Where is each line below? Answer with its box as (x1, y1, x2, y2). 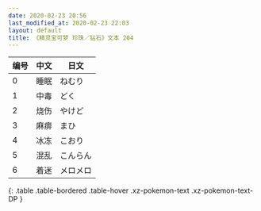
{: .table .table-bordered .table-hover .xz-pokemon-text (8, 186, 190, 195)
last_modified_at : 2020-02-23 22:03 (8, 19, 129, 27)
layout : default (8, 26, 62, 34)
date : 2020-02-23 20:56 (8, 11, 87, 20)
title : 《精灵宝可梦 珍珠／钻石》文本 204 (8, 33, 134, 42)
